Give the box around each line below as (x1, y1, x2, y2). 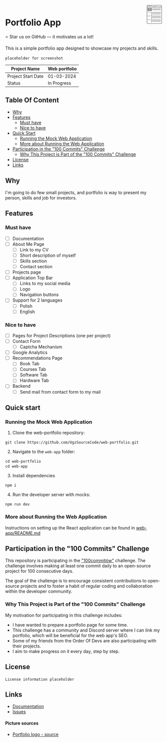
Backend (12, 383, 31, 389)
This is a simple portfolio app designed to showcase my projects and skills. (5, 45, 159, 51)
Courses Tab (19, 366, 46, 372)
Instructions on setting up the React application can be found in (5, 525, 135, 530)
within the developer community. (5, 588, 73, 594)
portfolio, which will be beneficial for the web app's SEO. (12, 632, 128, 638)
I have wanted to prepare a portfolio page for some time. (12, 622, 128, 628)
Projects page (12, 269, 41, 275)
